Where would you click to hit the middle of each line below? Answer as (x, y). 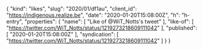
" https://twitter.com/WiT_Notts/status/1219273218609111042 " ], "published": (102, 28)
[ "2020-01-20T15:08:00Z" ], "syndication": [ (63, 34)
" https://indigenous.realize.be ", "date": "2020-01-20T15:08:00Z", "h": (93, 15)
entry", (15, 21)
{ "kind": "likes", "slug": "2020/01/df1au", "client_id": (72, 9)
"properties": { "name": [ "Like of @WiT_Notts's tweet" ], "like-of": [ (109, 21)
